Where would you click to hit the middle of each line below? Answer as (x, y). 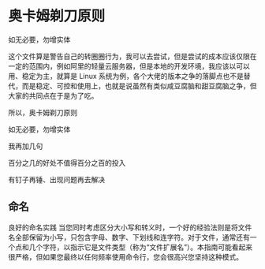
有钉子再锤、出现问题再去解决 (56, 179)
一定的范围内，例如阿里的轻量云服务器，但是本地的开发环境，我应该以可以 (129, 66)
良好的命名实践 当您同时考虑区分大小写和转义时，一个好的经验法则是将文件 (130, 227)
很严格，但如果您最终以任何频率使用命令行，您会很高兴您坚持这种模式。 (125, 256)
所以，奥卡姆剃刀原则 (43, 112)
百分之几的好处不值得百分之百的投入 (67, 163)
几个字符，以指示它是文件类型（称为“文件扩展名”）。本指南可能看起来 (141, 247)
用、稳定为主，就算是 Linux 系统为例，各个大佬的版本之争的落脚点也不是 (126, 76)
